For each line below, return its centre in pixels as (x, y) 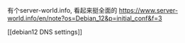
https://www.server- (148, 10)
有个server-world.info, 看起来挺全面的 (62, 10)
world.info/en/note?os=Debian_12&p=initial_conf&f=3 (85, 18)
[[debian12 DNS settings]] (45, 32)
